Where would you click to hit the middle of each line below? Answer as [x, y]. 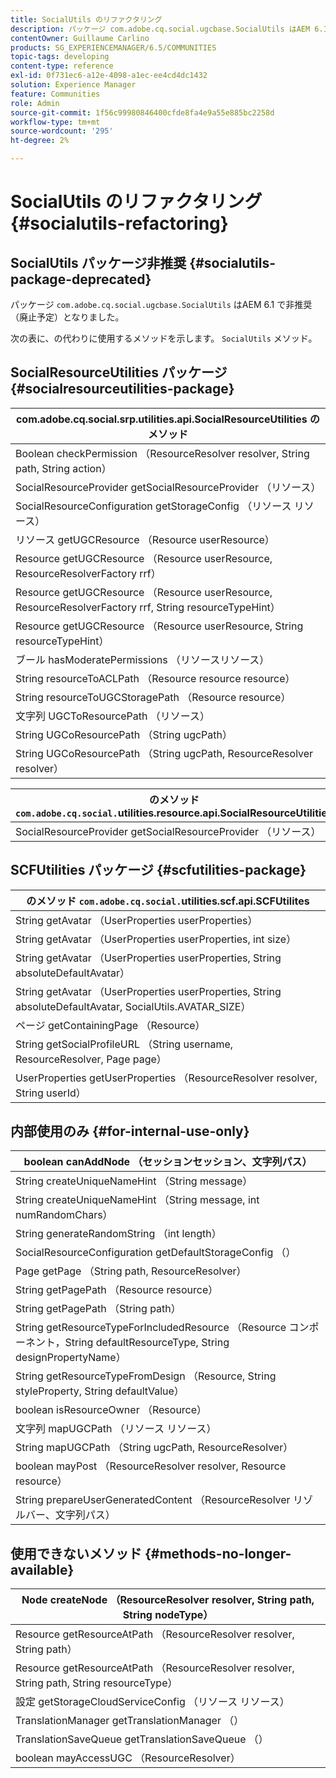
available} [42, 1569]
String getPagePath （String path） [98, 1309]
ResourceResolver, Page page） [91, 1059]
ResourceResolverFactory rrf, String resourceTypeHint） [148, 607]
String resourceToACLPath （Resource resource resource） [155, 678]
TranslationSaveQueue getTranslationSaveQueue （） [142, 1739]
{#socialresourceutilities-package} [122, 389]
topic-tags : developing [60, 57]
